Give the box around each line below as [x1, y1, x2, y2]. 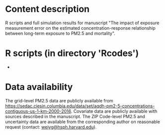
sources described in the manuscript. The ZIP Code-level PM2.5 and [5, 113, 145, 119]
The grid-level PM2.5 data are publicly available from [5, 97, 113, 103]
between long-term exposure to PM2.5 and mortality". [5, 30, 115, 36]
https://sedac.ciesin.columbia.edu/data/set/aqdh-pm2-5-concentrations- [5, 103, 155, 109]
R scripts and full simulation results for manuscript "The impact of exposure [5, 20, 160, 26]
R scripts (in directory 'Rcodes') [5, 48, 139, 59]
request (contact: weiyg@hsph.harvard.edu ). [5, 124, 97, 130]
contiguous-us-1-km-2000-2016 [5, 108, 71, 114]
